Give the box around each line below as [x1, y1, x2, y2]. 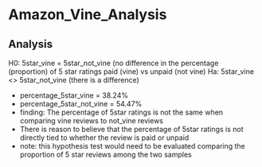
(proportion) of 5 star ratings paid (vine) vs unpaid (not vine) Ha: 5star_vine [8, 67, 255, 76]
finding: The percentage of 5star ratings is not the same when [19, 107, 224, 117]
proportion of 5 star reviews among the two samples [19, 150, 193, 159]
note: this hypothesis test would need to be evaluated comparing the [19, 142, 245, 150]
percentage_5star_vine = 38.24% [19, 91, 129, 100]
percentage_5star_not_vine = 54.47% [19, 99, 143, 108]
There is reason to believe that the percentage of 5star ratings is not [19, 125, 244, 134]
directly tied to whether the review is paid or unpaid [19, 133, 190, 142]
